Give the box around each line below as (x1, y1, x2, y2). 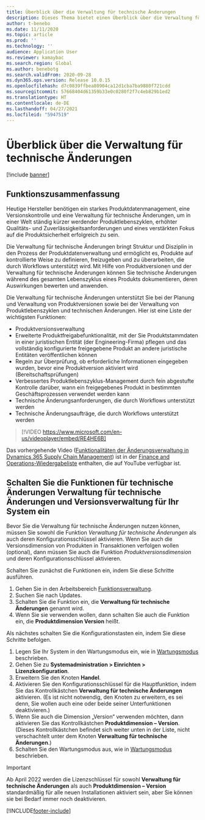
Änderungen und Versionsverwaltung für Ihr (6, 497, 179, 507)
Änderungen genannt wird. (15, 604, 84, 612)
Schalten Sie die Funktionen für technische (6, 477, 174, 487)
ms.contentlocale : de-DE (6, 100, 70, 106)
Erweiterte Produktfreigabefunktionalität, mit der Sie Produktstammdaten (15, 332, 198, 339)
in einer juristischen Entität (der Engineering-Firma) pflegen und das (15, 338, 187, 346)
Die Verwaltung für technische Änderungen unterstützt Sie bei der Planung (6, 294, 195, 301)
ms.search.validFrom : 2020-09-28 (6, 72, 92, 78)
